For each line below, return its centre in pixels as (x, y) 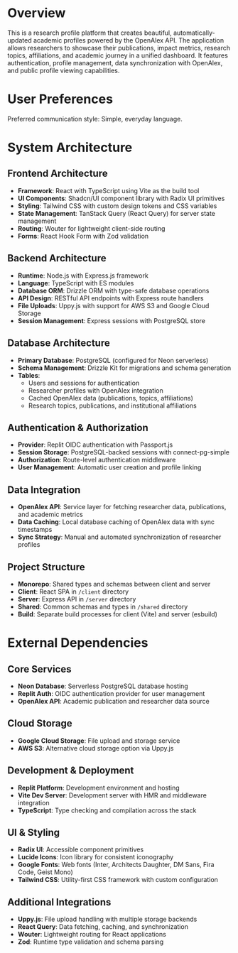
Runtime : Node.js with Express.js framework (83, 276)
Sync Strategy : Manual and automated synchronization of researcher (119, 537)
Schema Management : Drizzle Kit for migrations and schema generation (124, 368)
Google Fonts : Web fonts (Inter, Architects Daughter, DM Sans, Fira (116, 865)
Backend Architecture (57, 258)
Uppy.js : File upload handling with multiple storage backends (107, 919)
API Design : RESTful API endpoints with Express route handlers (110, 298)
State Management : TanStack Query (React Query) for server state (116, 213)
